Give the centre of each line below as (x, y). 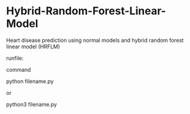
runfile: (15, 58)
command (19, 69)
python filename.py (30, 81)
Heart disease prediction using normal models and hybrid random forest (95, 40)
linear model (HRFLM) (33, 47)
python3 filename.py (32, 104)
